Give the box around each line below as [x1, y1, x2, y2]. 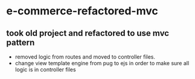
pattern [6, 37, 35, 47]
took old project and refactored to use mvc [6, 28, 170, 38]
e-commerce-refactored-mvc [6, 4, 159, 18]
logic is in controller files [14, 66, 77, 73]
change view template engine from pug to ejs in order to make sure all [14, 60, 190, 66]
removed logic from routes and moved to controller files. [14, 53, 156, 60]
